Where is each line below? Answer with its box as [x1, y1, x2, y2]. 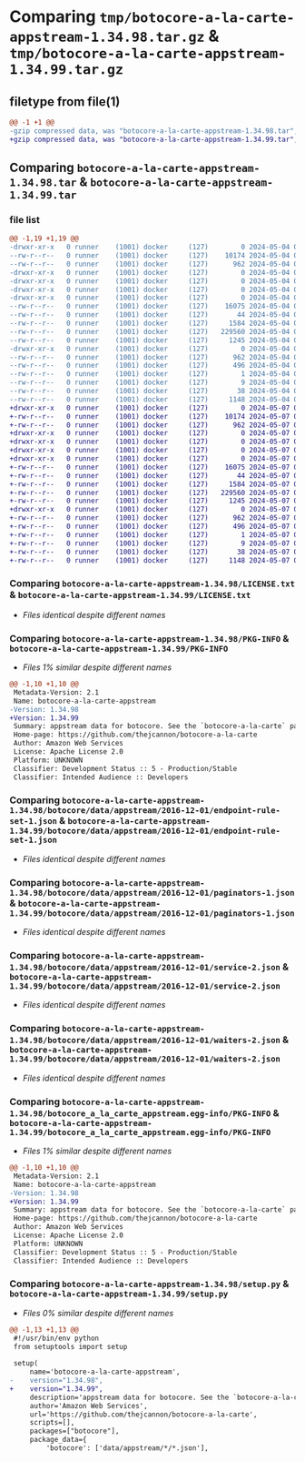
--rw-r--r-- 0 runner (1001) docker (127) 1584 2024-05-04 [9, 319, 290, 329]
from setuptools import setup [13, 1342, 128, 1351]
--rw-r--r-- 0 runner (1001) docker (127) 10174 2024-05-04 [9, 251, 290, 260]
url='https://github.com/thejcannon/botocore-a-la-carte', [29, 1409, 258, 1419]
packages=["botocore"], [29, 1426, 120, 1436]
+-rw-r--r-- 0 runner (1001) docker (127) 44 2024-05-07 [9, 471, 290, 480]
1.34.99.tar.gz [9, 61, 124, 78]
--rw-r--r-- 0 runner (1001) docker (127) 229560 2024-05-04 [9, 327, 290, 336]
